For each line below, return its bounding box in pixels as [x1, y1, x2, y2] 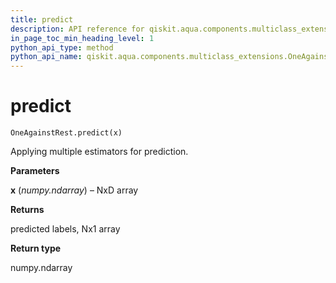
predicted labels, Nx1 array [10, 223, 121, 235]
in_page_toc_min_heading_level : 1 [10, 33, 155, 43]
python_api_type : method [10, 42, 114, 53]
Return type [10, 242, 62, 255]
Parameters [10, 165, 60, 177]
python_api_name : [10, 52, 83, 62]
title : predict [10, 14, 74, 25]
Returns [10, 204, 45, 216]
